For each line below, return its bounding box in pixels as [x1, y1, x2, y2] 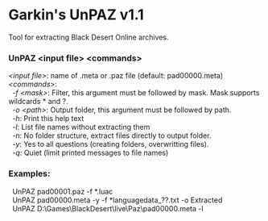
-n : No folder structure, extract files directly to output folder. [11, 131, 212, 140]
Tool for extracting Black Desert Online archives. [8, 32, 169, 42]
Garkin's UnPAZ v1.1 [8, 6, 144, 24]
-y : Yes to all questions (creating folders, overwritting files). [11, 140, 209, 149]
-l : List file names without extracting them [11, 123, 150, 132]
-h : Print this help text [11, 114, 85, 123]
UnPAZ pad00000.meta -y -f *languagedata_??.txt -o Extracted [11, 195, 223, 205]
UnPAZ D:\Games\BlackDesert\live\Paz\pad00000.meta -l [11, 203, 204, 213]
